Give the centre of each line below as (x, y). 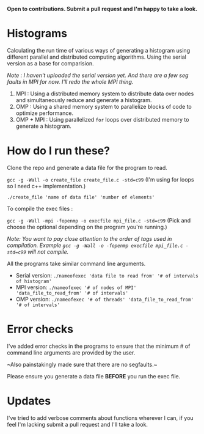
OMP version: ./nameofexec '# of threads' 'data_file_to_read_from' (105, 299)
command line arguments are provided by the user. (71, 352)
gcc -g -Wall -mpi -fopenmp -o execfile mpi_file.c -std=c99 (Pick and (99, 220)
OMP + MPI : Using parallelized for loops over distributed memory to (102, 119)
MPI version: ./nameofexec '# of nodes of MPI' (76, 287)
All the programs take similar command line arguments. (76, 263)
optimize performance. (45, 113)
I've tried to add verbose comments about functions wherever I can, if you (100, 417)
